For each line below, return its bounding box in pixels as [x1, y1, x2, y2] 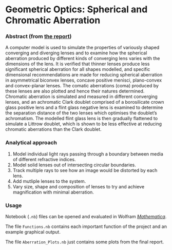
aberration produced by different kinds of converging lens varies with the [5, 55, 160, 62]
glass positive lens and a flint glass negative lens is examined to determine [5, 104, 163, 111]
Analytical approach [5, 139, 58, 146]
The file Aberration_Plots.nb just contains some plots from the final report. [5, 239, 164, 245]
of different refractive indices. [12, 156, 76, 162]
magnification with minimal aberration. [12, 189, 94, 195]
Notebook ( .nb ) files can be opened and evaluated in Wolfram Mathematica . [5, 214, 167, 220]
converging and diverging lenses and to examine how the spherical [5, 50, 147, 56]
